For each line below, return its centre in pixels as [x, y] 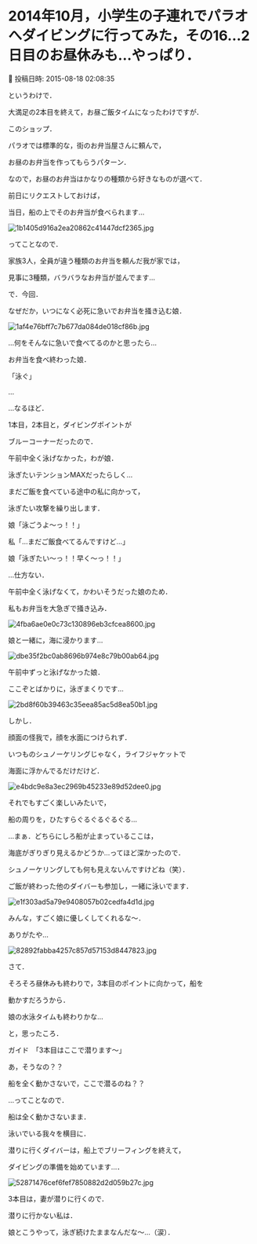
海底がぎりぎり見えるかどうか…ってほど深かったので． [97, 852]
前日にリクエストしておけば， [56, 195]
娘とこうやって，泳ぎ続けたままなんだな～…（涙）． [91, 1232]
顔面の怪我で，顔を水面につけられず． [70, 737]
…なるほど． [28, 408]
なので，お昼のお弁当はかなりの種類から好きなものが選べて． [107, 178]
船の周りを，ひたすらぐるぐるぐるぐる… [72, 819]
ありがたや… [29, 935]
